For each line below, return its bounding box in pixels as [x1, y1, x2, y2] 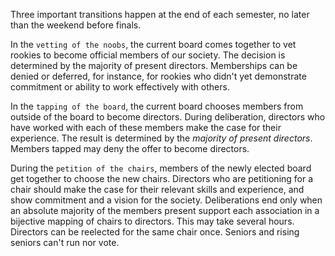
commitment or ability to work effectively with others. [10, 81, 230, 93]
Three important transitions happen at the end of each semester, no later [10, 9, 310, 20]
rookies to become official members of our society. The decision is [10, 49, 286, 61]
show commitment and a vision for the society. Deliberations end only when [10, 194, 323, 206]
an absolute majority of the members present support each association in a [10, 205, 320, 216]
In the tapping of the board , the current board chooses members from [10, 100, 304, 112]
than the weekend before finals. [10, 19, 142, 31]
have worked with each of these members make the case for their [10, 122, 282, 133]
